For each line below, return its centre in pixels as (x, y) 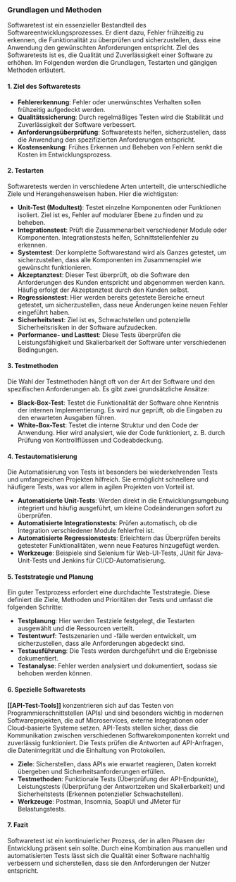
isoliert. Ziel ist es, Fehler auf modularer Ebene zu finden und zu (110, 215)
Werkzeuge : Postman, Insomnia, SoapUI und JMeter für (99, 801)
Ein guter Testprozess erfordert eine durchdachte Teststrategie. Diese (108, 592)
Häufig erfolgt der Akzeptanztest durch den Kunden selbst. (103, 290)
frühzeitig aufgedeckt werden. (61, 109)
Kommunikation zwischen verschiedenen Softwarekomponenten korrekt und (118, 735)
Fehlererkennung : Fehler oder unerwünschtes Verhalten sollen (109, 102)
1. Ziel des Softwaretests (44, 86)
